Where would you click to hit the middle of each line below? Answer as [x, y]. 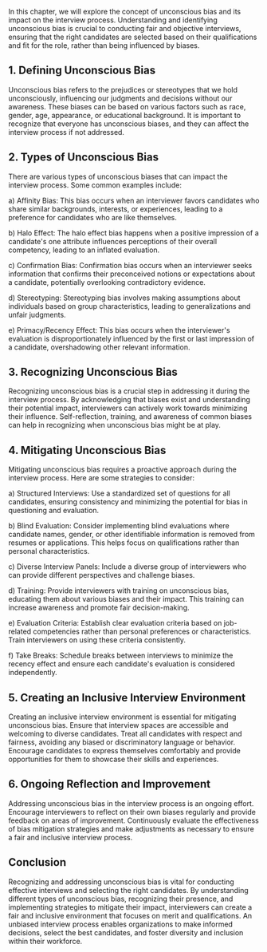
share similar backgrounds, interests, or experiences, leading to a [116, 209]
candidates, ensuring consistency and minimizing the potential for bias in [128, 502]
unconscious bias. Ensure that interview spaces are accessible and [118, 725]
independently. [33, 673]
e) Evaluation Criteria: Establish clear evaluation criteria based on [115, 623]
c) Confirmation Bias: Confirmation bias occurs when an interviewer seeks [130, 265]
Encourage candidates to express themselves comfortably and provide [124, 751]
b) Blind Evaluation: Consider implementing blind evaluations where [119, 526]
